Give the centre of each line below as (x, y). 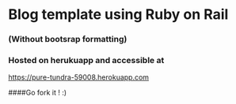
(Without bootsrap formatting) (68, 39)
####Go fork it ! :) (38, 93)
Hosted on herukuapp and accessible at (86, 61)
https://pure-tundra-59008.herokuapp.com (78, 77)
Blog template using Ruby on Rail (118, 15)
